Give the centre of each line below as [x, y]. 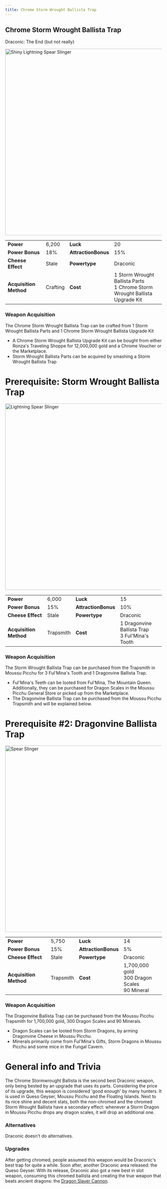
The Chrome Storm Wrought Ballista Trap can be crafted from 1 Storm [77, 325]
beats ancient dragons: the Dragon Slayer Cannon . [57, 1181]
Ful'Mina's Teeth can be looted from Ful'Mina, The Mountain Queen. [82, 683]
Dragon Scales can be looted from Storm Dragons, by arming [75, 1031]
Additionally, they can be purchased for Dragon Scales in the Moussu [83, 688]
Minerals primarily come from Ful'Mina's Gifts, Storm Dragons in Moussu [87, 1041]
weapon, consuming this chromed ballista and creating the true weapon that [83, 1176]
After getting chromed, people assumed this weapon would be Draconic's [81, 1160]
